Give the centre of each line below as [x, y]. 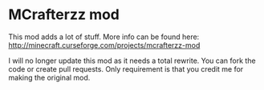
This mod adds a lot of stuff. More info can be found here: [104, 37]
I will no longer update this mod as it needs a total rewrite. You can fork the [132, 61]
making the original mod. [49, 77]
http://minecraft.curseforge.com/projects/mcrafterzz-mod [104, 45]
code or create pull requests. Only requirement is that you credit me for [126, 68]
